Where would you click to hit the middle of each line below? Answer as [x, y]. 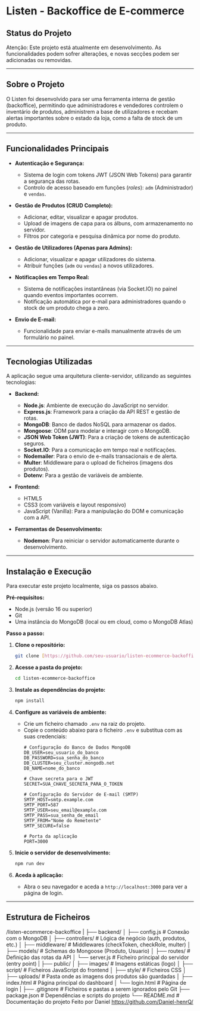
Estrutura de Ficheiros [48, 917]
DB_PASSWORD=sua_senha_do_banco [64, 758]
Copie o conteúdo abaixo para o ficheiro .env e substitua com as [103, 730]
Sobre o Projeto [35, 85]
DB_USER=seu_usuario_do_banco [61, 752]
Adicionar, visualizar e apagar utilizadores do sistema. [90, 259]
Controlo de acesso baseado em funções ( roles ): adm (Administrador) [108, 187]
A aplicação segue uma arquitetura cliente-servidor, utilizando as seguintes [99, 376]
